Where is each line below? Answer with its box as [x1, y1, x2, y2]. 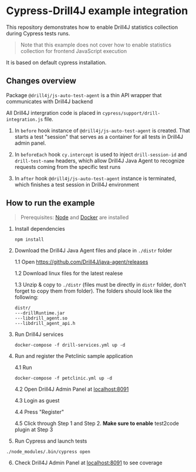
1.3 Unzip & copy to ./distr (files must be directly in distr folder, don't [14, 281, 187, 288]
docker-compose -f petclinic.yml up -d [14, 375, 113, 381]
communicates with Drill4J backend [6, 98, 93, 105]
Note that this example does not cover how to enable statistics [20, 41, 172, 48]
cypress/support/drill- [102, 110, 161, 116]
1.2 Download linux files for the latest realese [14, 270, 123, 277]
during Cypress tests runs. [6, 29, 70, 36]
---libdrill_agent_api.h [14, 320, 76, 326]
